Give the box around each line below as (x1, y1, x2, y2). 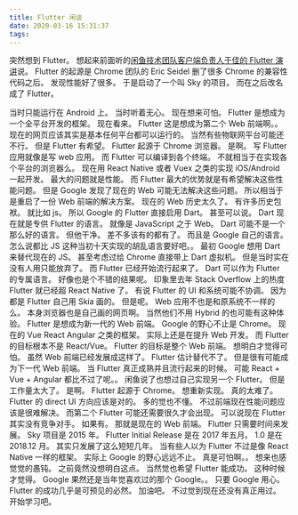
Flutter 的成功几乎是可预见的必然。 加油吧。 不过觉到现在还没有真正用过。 (9, 486, 282, 496)
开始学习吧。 (9, 496, 56, 507)
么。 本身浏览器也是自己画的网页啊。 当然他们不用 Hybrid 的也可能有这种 (9, 308, 278, 318)
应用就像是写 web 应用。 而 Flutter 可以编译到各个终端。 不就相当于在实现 (9, 152, 280, 163)
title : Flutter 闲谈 (9, 12, 83, 22)
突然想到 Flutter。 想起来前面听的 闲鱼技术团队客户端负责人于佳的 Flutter (9, 55, 274, 66)
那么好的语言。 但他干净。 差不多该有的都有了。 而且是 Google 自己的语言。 (9, 229, 289, 240)
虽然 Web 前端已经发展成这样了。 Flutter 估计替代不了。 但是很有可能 (26, 352, 281, 363)
